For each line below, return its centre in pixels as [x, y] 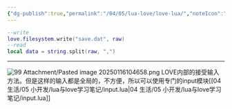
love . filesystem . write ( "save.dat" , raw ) [66, 39]
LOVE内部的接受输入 [190, 72]
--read [17, 46]
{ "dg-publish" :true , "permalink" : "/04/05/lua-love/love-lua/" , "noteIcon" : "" [118, 13]
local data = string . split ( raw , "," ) [61, 52]
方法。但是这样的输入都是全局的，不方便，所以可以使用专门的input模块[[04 [114, 81]
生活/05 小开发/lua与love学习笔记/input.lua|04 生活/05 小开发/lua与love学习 [115, 90]
